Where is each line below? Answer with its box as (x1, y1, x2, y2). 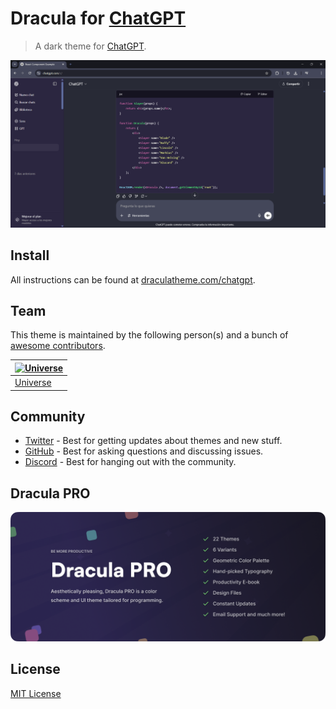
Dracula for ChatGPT (10, 7, 187, 30)
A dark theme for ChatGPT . (34, 40, 147, 52)
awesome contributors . (10, 340, 106, 352)
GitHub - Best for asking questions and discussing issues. (24, 445, 264, 457)
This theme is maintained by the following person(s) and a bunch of (10, 329, 289, 341)
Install (10, 247, 50, 264)
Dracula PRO (10, 485, 91, 502)
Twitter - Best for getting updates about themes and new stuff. (24, 435, 283, 447)
